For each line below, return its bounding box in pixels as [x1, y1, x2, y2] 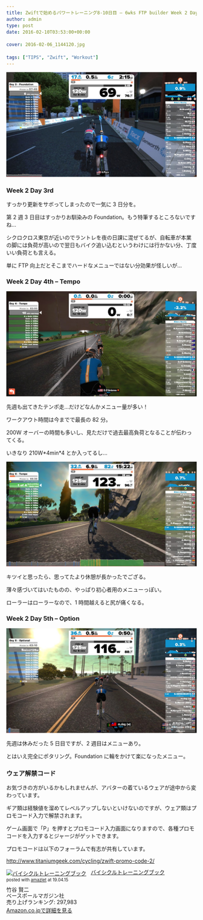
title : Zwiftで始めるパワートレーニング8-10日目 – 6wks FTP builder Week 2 [6, 10, 188, 16]
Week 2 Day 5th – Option [6, 614, 80, 623]
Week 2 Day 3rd [6, 186, 54, 195]
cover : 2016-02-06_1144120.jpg [6, 42, 85, 48]
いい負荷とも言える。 [6, 249, 59, 256]
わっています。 [6, 792, 43, 799]
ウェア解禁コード [6, 769, 56, 777]
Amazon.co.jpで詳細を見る [6, 907, 72, 914]
